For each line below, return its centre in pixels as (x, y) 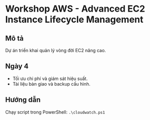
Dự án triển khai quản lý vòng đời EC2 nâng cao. (56, 50)
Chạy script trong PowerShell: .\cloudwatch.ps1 (55, 112)
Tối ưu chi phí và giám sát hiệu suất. (50, 78)
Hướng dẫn (23, 100)
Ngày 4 (17, 66)
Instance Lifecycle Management (74, 19)
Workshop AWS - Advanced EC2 (75, 9)
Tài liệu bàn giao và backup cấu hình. (51, 84)
